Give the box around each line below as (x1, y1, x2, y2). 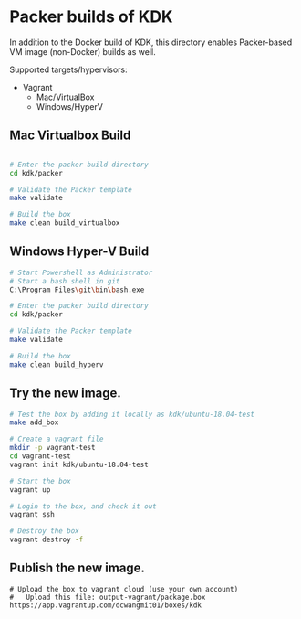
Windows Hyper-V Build (9, 244, 150, 260)
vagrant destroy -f (9, 535, 84, 545)
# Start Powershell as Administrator (9, 268, 153, 277)
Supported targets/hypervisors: (9, 64, 128, 75)
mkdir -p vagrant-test (9, 443, 96, 453)
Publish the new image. (9, 560, 146, 576)
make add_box (9, 418, 59, 427)
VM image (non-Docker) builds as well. (9, 46, 157, 57)
